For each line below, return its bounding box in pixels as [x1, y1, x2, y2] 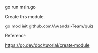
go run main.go [5, 4, 36, 10]
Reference [5, 33, 26, 38]
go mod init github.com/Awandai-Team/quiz [5, 23, 94, 29]
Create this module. [5, 14, 45, 19]
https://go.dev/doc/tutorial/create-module [5, 42, 90, 48]
